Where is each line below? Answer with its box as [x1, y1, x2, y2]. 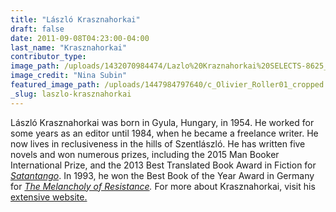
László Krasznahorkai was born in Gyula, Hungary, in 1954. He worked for [10, 116, 315, 128]
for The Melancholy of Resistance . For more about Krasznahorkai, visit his [10, 180, 316, 192]
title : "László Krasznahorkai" [10, 14, 141, 25]
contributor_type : [10, 52, 87, 62]
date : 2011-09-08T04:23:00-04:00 [10, 33, 150, 43]
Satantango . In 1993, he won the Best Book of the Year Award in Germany [10, 169, 315, 181]
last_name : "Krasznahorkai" [10, 42, 128, 53]
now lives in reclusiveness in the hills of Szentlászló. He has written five [10, 137, 306, 150]
